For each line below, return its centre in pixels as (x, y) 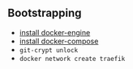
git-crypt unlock (49, 50)
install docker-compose (59, 41)
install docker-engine (55, 32)
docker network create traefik (72, 59)
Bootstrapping (45, 13)
